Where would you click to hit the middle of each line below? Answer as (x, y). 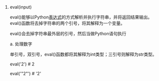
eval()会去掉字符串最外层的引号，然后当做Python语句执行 (68, 33)
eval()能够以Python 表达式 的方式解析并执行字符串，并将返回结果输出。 (81, 17)
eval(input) (21, 7)
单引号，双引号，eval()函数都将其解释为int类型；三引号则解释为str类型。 (83, 54)
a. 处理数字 (21, 44)
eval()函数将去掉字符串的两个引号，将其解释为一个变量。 (67, 23)
